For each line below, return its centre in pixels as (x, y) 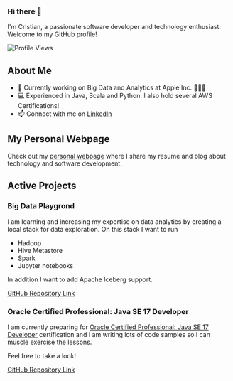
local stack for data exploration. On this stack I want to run (93, 229)
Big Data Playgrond (41, 206)
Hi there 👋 (25, 11)
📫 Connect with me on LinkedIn (65, 114)
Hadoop (29, 243)
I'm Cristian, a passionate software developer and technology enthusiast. (114, 27)
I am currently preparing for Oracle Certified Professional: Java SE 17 (108, 327)
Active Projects (42, 186)
